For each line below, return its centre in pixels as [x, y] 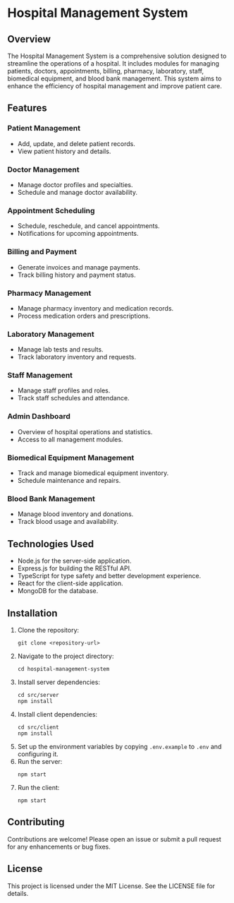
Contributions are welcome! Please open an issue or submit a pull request [115, 839]
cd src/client [38, 727]
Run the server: [40, 761]
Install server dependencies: [59, 682]
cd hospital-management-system [63, 669]
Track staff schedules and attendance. [73, 398]
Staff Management [40, 376]
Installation [32, 613]
